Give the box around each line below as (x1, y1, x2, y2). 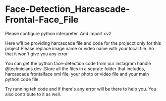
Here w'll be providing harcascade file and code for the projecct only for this (5, 40, 161, 46)
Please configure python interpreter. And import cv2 (5, 30, 111, 36)
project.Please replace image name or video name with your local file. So (5, 45, 155, 51)
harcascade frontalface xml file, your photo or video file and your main (5, 71, 149, 77)
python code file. (5, 76, 40, 82)
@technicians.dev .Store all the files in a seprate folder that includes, (5, 66, 145, 72)
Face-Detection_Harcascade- (5, 3, 130, 15)
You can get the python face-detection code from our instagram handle (5, 60, 151, 66)
